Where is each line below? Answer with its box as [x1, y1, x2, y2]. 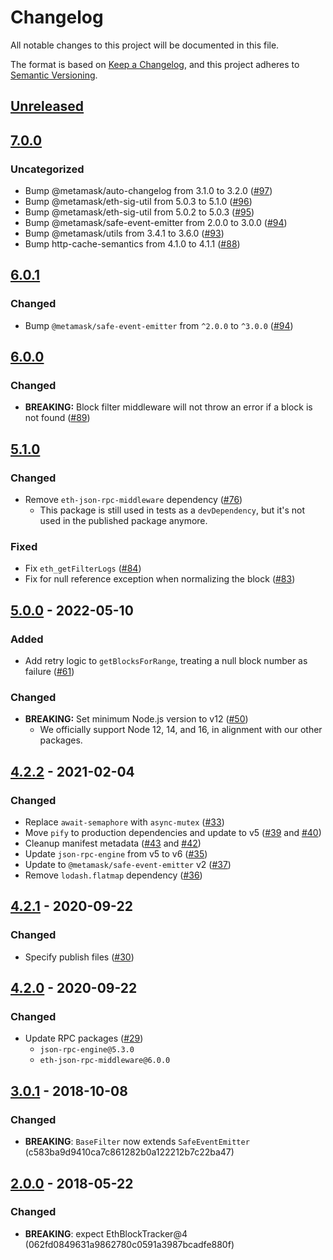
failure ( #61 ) [24, 666, 75, 678]
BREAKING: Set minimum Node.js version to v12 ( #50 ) [24, 713, 249, 725]
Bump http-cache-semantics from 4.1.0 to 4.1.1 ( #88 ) [24, 238, 241, 250]
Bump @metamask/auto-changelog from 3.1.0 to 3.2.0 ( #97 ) [24, 185, 273, 197]
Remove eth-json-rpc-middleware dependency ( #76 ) [24, 494, 243, 506]
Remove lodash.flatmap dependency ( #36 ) [24, 869, 203, 881]
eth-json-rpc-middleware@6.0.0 [39, 1056, 171, 1066]
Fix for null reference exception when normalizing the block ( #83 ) [24, 573, 296, 585]
